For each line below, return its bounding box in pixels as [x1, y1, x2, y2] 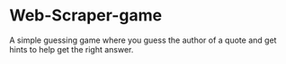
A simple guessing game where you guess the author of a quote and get [9, 35, 277, 45]
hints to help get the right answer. [9, 44, 134, 54]
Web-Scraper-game [9, 5, 163, 26]
